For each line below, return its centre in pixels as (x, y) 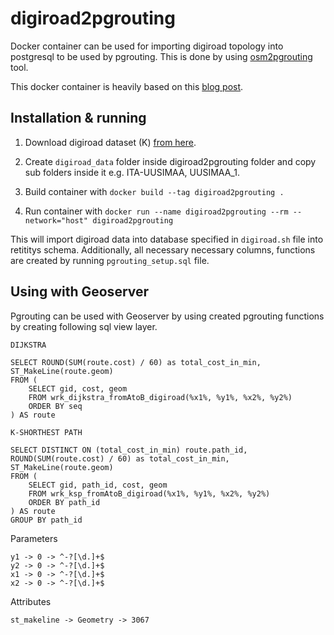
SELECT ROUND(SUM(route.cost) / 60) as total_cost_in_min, (136, 362)
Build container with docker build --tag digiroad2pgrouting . (154, 191)
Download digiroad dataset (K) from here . (110, 142)
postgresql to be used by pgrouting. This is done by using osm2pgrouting (161, 56)
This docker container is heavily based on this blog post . (127, 86)
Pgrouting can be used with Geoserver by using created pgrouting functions (167, 316)
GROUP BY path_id (46, 520)
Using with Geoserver (80, 292)
